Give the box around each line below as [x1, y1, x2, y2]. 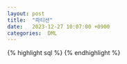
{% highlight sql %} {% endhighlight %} [7, 49, 121, 57]
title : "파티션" [7, 17, 53, 24]
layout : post [7, 10, 45, 17]
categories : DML [7, 29, 58, 37]
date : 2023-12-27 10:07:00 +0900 [7, 23, 110, 30]
